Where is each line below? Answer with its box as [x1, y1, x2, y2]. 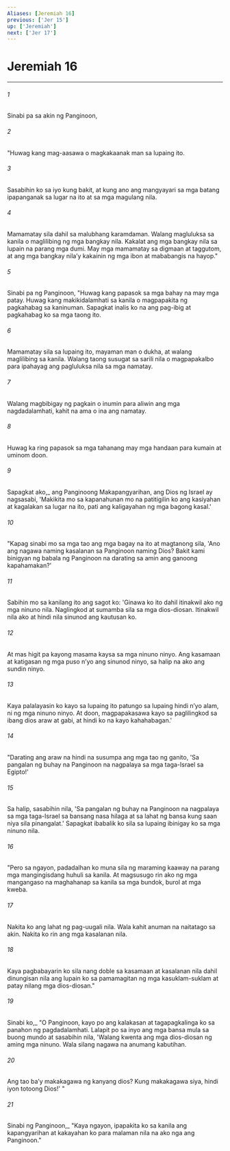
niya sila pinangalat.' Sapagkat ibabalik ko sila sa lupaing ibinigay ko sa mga [7, 819, 220, 828]
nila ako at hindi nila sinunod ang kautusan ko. [7, 613, 137, 622]
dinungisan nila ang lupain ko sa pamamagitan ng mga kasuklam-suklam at [7, 974, 219, 982]
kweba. [7, 885, 28, 893]
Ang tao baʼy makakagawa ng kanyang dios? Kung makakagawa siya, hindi [7, 1078, 219, 1086]
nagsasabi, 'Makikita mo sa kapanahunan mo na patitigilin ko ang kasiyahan [7, 495, 221, 503]
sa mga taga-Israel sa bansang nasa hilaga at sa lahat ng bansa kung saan [7, 812, 218, 821]
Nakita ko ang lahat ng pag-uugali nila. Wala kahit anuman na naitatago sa [7, 922, 216, 931]
